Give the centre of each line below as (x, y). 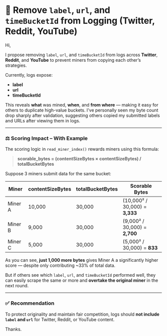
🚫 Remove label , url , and (58, 10)
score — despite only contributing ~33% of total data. (60, 265)
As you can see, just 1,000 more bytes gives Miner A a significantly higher (82, 260)
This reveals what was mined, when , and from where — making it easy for (82, 105)
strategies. (16, 65)
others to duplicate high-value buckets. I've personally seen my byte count (82, 110)
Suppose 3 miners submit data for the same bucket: (58, 174)
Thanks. (13, 329)
